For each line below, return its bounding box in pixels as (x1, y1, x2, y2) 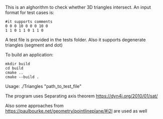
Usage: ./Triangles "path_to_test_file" (5, 83, 82, 89)
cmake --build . (5, 74, 39, 79)
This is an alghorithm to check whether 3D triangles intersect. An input (5, 4, 151, 10)
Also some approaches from (5, 102, 64, 108)
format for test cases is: (5, 9, 54, 15)
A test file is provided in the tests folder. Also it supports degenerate (5, 37, 146, 42)
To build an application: (5, 52, 54, 57)
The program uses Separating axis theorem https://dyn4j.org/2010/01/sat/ (5, 93, 158, 99)
